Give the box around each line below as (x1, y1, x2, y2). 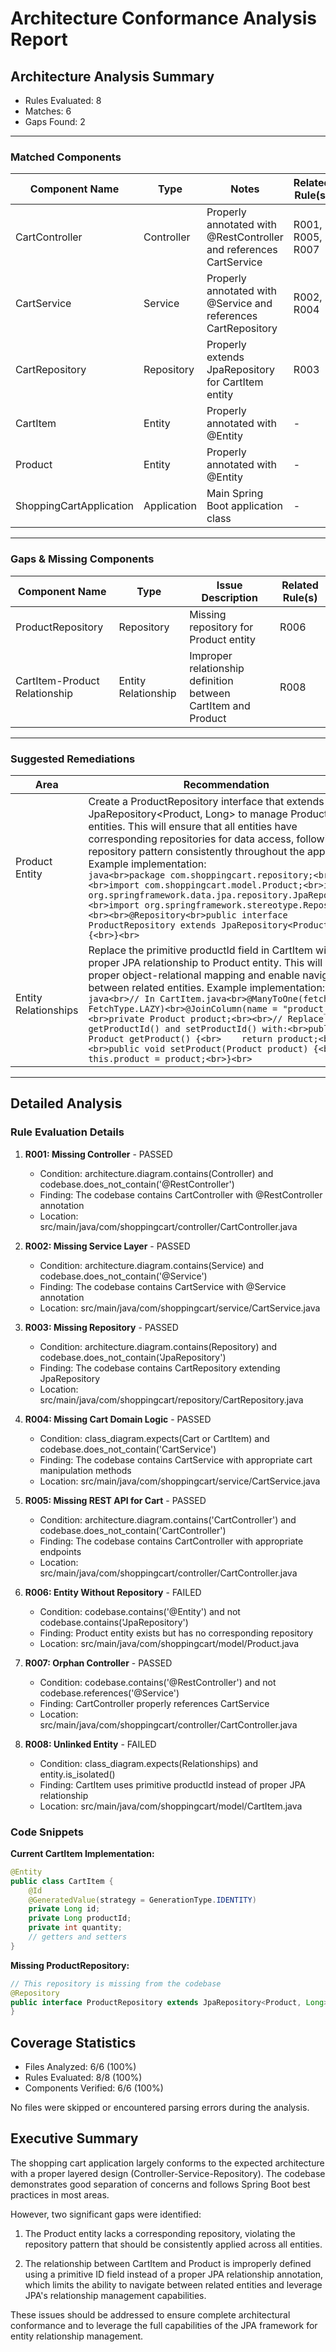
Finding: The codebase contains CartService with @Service (39, 1280, 287, 1292)
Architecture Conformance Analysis (10, 7, 317, 30)
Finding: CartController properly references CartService (39, 1697, 270, 1709)
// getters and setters (28, 1932, 128, 1942)
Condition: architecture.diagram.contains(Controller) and (39, 1167, 274, 1179)
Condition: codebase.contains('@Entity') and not (39, 1605, 241, 1617)
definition (189, 673, 234, 687)
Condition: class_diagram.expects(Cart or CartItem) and (39, 1432, 270, 1444)
